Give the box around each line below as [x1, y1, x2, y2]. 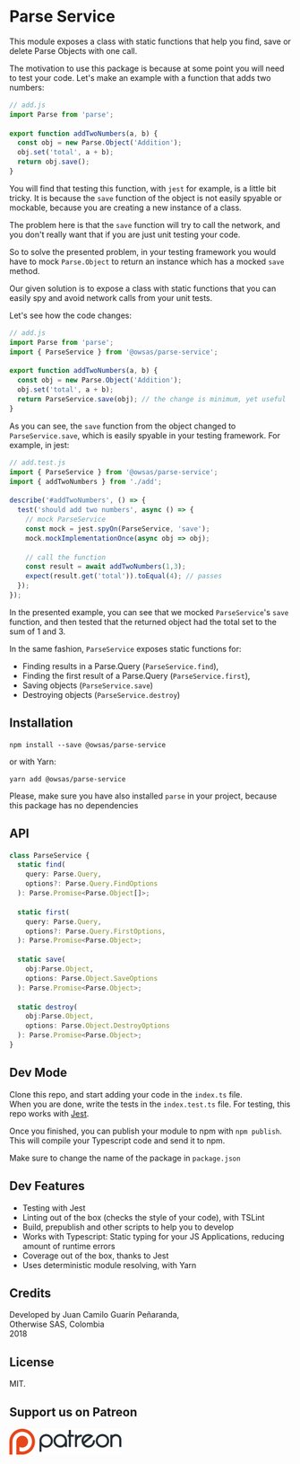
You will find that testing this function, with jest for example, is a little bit [9, 182, 277, 194]
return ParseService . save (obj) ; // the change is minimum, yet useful [17, 395, 287, 404]
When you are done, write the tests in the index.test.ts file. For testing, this [9, 1098, 291, 1109]
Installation [9, 716, 73, 731]
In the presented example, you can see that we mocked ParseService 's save [9, 606, 289, 617]
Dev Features [9, 1178, 85, 1194]
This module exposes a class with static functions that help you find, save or [9, 36, 291, 47]
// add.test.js [9, 458, 66, 467]
